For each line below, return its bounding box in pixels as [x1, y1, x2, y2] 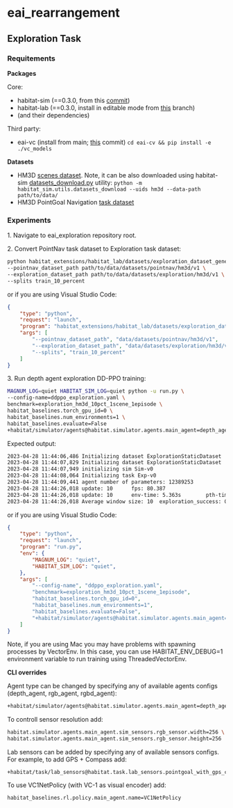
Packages [7, 69, 37, 77]
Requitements [7, 54, 55, 63]
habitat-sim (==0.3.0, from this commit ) [17, 96, 130, 104]
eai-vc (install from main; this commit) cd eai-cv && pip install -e [17, 138, 212, 146]
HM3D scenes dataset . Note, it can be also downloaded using [17, 171, 194, 179]
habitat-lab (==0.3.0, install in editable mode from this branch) [17, 103, 196, 112]
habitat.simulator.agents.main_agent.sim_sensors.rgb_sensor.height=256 [7, 736, 222, 743]
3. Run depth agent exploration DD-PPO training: [7, 374, 146, 383]
